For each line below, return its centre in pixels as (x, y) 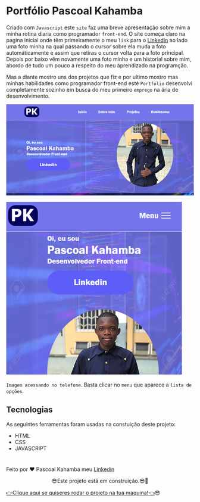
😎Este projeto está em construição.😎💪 (100, 481)
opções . (15, 391)
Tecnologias (29, 410)
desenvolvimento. (28, 96)
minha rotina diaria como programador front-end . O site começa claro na (96, 33)
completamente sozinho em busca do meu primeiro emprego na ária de (92, 89)
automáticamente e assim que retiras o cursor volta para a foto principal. (95, 52)
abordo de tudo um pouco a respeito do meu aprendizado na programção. (97, 65)
